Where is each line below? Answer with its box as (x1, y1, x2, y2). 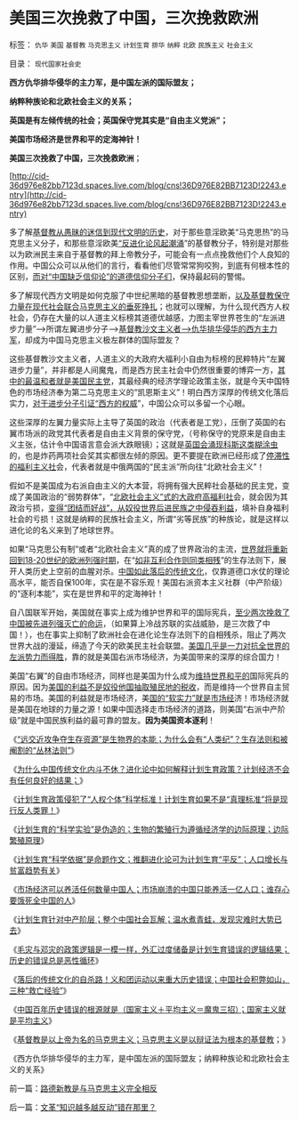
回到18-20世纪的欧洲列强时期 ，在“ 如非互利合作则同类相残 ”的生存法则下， (9, 554, 279, 565)
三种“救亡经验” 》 (9, 985, 71, 996)
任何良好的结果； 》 (16, 775, 87, 786)
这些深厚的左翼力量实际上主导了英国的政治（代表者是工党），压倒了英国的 (9, 416, 279, 427)
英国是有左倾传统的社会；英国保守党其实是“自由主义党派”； (9, 115, 229, 125)
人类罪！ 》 (24, 804, 64, 815)
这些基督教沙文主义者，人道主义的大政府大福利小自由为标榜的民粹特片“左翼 (9, 353, 287, 364)
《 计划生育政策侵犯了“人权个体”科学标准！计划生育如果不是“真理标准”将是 (9, 794, 280, 804)
